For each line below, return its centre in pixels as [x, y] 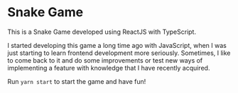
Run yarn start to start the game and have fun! [77, 81]
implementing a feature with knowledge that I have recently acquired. [109, 68]
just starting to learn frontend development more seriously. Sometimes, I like [119, 53]
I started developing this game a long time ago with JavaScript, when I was [117, 45]
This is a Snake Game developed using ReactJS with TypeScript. [102, 32]
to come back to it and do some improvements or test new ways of [105, 60]
